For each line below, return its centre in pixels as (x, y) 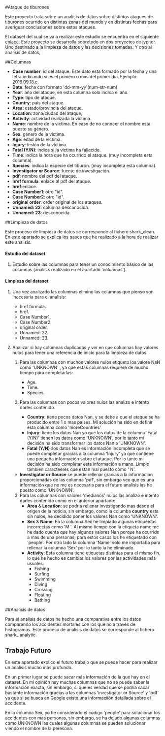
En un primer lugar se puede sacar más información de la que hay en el (78, 677)
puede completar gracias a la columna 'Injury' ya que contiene (90, 454)
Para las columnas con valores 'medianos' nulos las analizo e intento (89, 496)
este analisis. (18, 242)
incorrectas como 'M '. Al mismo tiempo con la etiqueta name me (93, 527)
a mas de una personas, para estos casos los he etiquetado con (92, 537)
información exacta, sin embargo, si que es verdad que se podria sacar (77, 688)
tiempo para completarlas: (46, 373)
